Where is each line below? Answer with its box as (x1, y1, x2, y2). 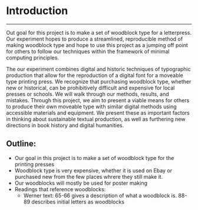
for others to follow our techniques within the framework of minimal (6, 48, 170, 55)
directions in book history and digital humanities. (6, 122, 124, 129)
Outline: (6, 139, 37, 149)
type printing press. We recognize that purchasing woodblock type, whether (6, 78, 192, 85)
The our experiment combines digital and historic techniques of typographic (6, 65, 192, 72)
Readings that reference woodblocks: (14, 185, 106, 192)
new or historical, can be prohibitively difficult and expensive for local (6, 84, 175, 91)
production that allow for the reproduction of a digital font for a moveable (6, 72, 184, 79)
